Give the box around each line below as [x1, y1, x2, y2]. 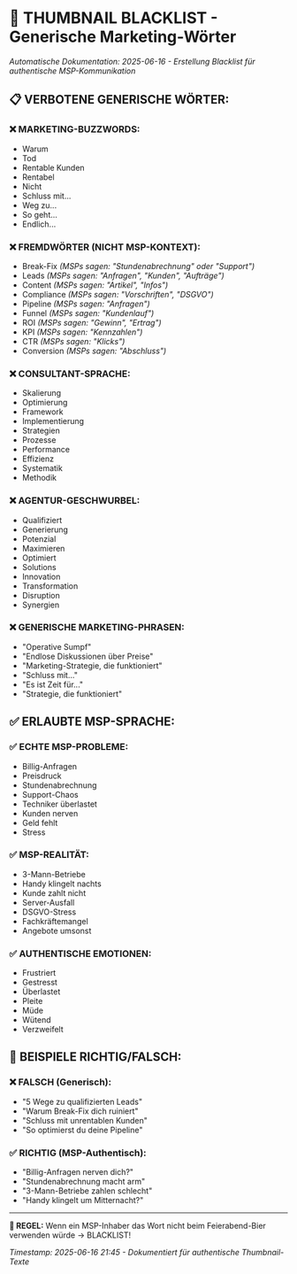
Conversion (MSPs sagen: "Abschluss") [21, 345, 167, 356]
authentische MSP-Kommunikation [9, 66, 136, 76]
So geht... [21, 209, 57, 220]
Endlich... [21, 219, 57, 229]
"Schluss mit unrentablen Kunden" [21, 1115, 148, 1125]
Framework [21, 406, 64, 417]
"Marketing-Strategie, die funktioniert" [21, 660, 163, 671]
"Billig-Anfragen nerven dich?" [21, 1167, 134, 1177]
